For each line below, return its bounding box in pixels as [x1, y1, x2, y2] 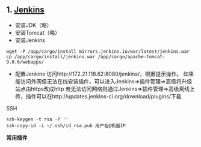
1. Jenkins [6, 5, 45, 15]
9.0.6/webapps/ [6, 59, 45, 65]
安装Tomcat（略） [14, 29, 60, 36]
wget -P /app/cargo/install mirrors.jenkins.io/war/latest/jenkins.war [6, 48, 190, 55]
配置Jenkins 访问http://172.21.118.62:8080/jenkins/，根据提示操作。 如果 [14, 70, 194, 77]
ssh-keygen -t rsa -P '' [6, 116, 69, 122]
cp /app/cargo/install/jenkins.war [6, 53, 96, 59]
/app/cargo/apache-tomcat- [97, 53, 165, 59]
